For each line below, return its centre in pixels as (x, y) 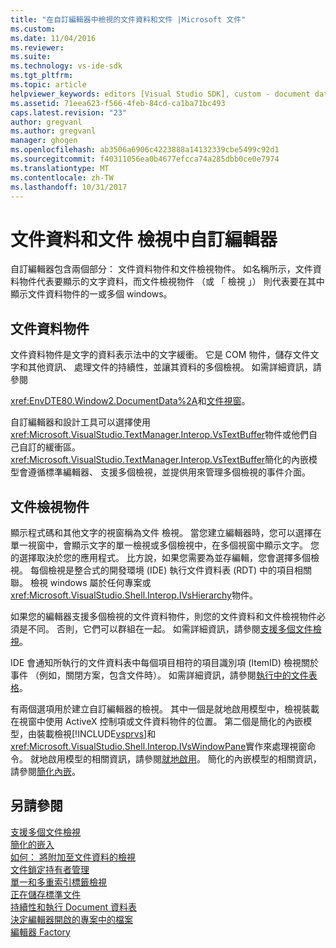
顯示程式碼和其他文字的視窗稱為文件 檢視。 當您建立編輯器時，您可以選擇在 (166, 532)
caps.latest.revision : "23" (69, 112)
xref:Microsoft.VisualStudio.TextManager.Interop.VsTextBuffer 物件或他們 (160, 435)
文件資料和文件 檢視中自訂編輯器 (144, 239)
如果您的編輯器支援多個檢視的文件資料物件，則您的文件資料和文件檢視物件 (163, 616)
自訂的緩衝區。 (49, 447)
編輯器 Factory (40, 932)
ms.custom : (33, 29)
